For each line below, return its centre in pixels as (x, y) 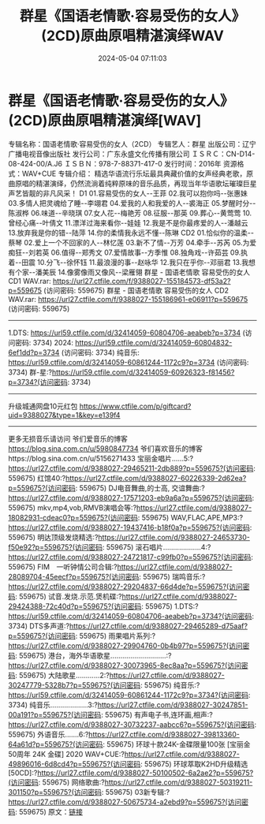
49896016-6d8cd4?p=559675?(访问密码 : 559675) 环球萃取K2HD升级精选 (128, 764)
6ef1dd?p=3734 (34, 352)
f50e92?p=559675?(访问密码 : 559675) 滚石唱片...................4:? (110, 547)
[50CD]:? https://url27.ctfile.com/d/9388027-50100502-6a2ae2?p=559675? (131, 773)
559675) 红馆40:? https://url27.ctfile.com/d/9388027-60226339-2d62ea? (127, 478)
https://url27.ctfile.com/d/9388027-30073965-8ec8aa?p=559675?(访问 (125, 665)
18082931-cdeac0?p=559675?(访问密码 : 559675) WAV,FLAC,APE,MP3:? (125, 517)
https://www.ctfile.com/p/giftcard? (135, 406)
